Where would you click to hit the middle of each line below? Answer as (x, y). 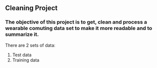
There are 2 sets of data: (30, 45)
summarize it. (22, 34)
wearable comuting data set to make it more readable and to (79, 28)
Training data (26, 60)
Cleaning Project (31, 8)
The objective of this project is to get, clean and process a (76, 22)
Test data (22, 55)
